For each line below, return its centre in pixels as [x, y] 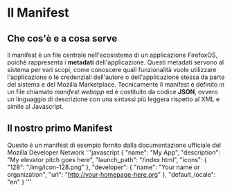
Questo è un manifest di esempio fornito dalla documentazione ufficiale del [114, 145]
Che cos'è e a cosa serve [62, 38]
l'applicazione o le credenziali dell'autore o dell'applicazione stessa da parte [116, 77]
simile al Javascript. [35, 106]
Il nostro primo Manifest [60, 129]
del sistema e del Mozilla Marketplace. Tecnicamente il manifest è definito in [116, 84]
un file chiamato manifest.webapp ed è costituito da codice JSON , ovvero [113, 92]
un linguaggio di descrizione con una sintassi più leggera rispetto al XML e [114, 99]
